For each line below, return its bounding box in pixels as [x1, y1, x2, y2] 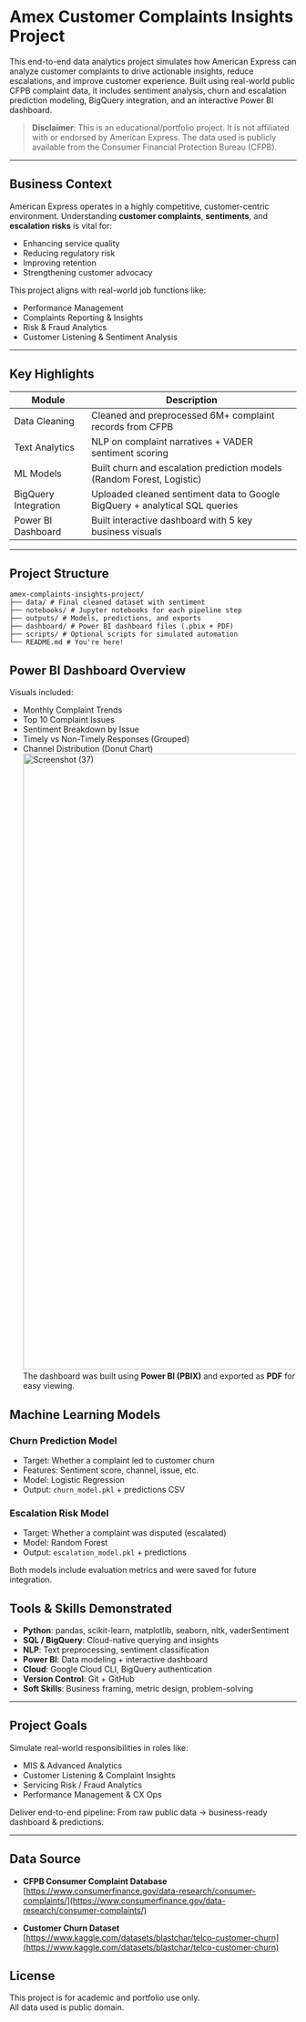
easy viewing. [22, 1381, 76, 1391]
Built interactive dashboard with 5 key [90, 514, 253, 526]
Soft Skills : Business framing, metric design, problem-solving [22, 1683, 253, 1694]
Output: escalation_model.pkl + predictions [22, 1547, 187, 1558]
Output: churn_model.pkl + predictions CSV [22, 1484, 185, 1495]
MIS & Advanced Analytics [22, 1759, 123, 1771]
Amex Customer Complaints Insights [9, 6, 294, 27]
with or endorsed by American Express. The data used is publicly [31, 131, 277, 142]
